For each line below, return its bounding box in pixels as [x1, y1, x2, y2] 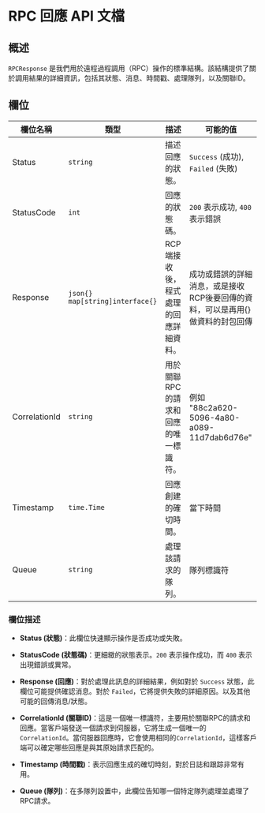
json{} [68, 289, 93, 298]
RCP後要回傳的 [188, 292, 245, 303]
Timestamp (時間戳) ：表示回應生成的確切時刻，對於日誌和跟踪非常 [19, 759, 238, 770]
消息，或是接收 [188, 280, 245, 291]
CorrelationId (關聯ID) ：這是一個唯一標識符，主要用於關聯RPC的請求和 [19, 714, 251, 723]
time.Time [68, 503, 105, 511]
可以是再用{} [204, 304, 251, 315]
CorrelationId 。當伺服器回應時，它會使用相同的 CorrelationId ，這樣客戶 [19, 733, 257, 743]
